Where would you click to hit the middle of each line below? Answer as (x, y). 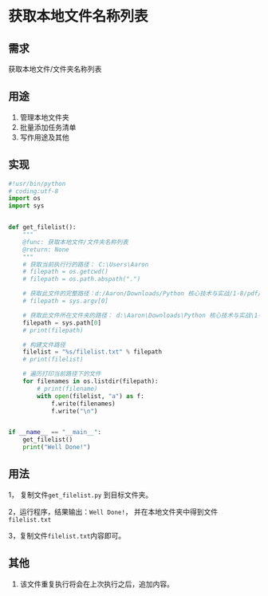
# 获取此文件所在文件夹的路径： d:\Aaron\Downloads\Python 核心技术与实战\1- (142, 315)
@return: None (46, 249)
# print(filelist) (53, 360)
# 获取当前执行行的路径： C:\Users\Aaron (86, 264)
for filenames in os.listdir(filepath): (91, 381)
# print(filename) (67, 389)
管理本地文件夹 (44, 117)
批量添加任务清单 (48, 127)
